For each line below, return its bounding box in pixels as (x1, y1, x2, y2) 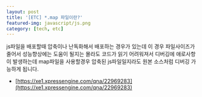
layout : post (6, 8, 39, 15)
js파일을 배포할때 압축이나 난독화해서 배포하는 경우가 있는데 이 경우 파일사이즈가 (6, 43, 195, 50)
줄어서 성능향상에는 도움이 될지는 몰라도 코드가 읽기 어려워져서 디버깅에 (6, 51, 175, 58)
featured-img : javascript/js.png (6, 20, 91, 26)
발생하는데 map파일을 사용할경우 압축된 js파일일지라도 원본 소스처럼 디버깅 (12, 58, 190, 65)
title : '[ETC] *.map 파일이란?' (6, 14, 83, 20)
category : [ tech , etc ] (6, 25, 64, 32)
